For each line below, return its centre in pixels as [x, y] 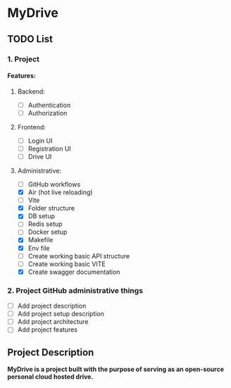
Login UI [40, 140]
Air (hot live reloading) [60, 192]
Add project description [52, 306]
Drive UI [40, 156]
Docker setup [48, 232]
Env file [39, 248]
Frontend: [31, 127]
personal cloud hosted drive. [50, 377]
